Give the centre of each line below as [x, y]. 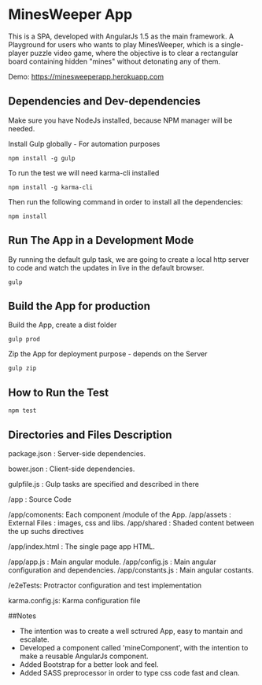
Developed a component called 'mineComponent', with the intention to [134, 648]
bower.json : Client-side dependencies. [72, 469]
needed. [22, 128]
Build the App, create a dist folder [63, 325]
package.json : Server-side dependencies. [77, 453]
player [18, 53]
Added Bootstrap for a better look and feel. [89, 665]
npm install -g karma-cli [50, 187]
